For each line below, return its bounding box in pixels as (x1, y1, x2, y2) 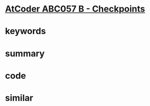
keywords (5, 26, 46, 37)
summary (5, 48, 45, 59)
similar (5, 92, 33, 103)
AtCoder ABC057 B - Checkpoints (5, 3, 145, 15)
